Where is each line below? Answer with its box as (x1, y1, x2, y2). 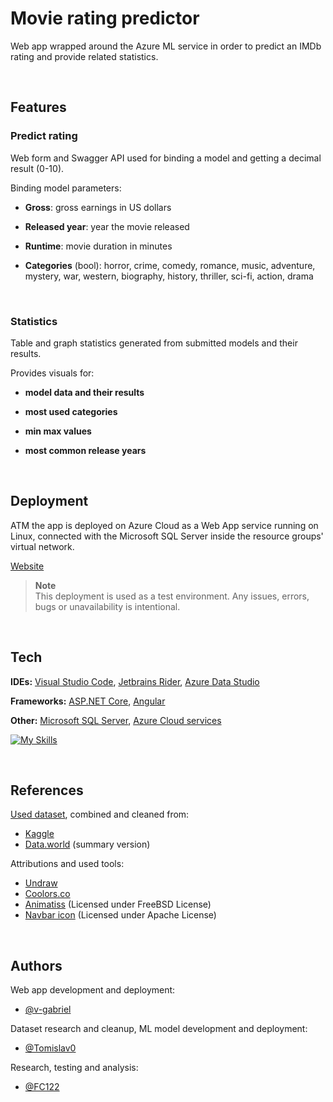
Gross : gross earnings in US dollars (24, 201, 172, 213)
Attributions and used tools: (10, 858, 125, 870)
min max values (24, 425, 92, 437)
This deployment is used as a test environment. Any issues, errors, (34, 590, 310, 602)
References (10, 782, 84, 799)
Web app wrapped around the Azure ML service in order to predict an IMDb (10, 40, 322, 52)
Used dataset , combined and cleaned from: (10, 808, 190, 821)
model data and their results (24, 386, 145, 398)
